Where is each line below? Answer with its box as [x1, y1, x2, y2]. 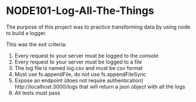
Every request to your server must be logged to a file [14, 58, 142, 65]
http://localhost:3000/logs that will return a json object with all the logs [14, 83, 185, 90]
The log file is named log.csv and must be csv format [14, 64, 143, 71]
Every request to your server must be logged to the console [14, 52, 159, 59]
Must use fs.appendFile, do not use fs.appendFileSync [14, 71, 146, 78]
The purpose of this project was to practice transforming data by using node [6, 23, 191, 30]
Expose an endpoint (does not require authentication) [14, 77, 143, 84]
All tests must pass [14, 89, 60, 96]
